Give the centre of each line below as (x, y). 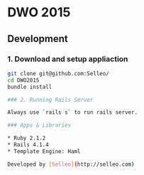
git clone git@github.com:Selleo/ (59, 73)
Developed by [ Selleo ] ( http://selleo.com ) (71, 164)
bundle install (30, 87)
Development (38, 39)
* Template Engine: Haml (44, 151)
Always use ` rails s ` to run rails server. (73, 112)
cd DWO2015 (23, 80)
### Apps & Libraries (39, 125)
